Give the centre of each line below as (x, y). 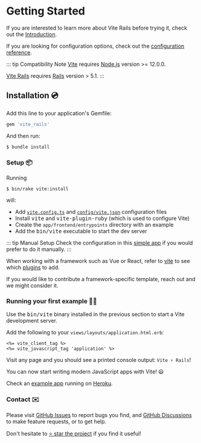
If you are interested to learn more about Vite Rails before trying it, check (97, 28)
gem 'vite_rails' (28, 124)
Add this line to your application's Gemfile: (59, 113)
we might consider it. (32, 285)
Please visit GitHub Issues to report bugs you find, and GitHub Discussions (99, 415)
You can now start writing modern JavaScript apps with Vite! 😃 (85, 372)
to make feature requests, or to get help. (56, 421)
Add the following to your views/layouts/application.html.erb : (85, 332)
